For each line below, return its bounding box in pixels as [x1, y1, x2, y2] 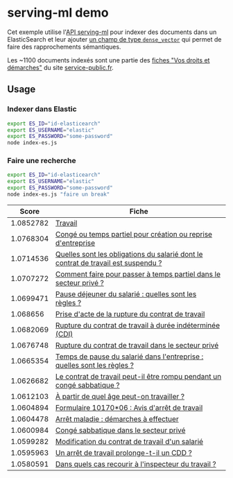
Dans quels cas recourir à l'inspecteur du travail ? [55, 459, 216, 469]
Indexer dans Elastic [7, 104, 78, 114]
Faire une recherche [7, 156, 76, 166]
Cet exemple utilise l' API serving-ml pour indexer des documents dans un [7, 28, 217, 36]
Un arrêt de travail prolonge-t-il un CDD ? [55, 447, 192, 457]
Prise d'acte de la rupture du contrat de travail [55, 309, 205, 318]
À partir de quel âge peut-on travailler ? [55, 391, 185, 401]
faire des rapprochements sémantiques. [7, 42, 121, 51]
